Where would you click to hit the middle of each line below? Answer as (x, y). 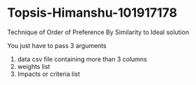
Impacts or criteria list (48, 74)
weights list (33, 66)
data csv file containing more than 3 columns (82, 59)
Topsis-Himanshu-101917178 (92, 13)
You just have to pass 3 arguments (57, 45)
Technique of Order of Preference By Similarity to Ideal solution (98, 32)
